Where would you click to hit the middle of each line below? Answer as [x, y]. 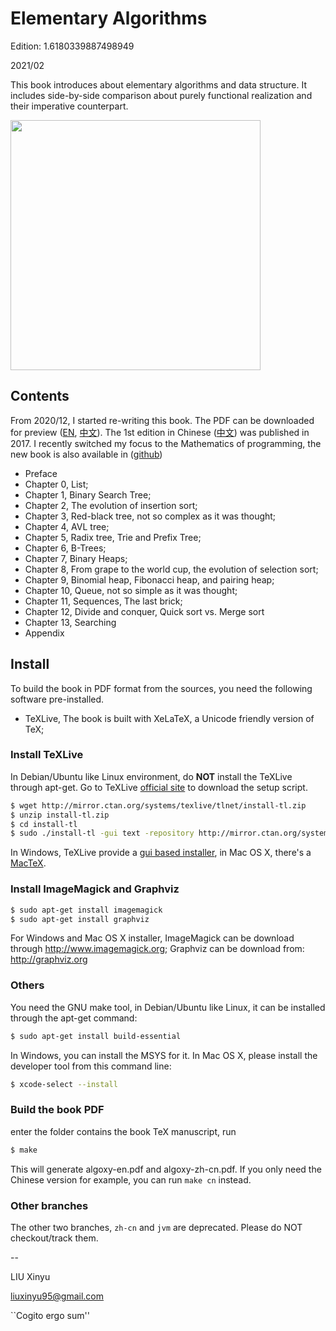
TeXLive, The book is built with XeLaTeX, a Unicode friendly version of [169, 718]
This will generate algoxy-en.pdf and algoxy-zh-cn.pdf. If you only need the [166, 1169]
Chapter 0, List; [56, 484]
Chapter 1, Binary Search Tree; [88, 494]
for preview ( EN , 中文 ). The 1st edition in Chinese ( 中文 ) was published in [160, 432]
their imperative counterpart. [69, 106]
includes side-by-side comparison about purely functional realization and [161, 95]
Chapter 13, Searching [70, 622]
